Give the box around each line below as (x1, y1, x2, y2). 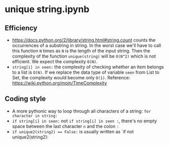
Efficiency (5, 24, 37, 32)
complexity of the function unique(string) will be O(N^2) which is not (12, 53, 156, 59)
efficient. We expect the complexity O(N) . (12, 59, 98, 64)
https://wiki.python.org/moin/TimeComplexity (12, 80, 107, 86)
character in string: (12, 113, 58, 118)
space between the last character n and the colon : (12, 123, 119, 129)
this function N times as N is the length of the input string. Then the (12, 48, 150, 54)
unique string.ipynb (5, 4, 90, 15)
